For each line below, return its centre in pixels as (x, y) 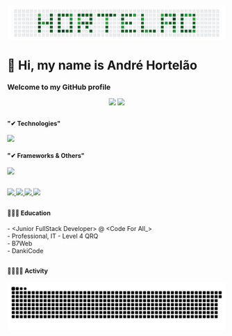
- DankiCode (25, 250)
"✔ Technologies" (34, 123)
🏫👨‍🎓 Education (29, 213)
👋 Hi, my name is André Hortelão (102, 66)
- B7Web (20, 243)
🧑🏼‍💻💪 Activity (28, 271)
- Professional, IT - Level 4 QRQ (53, 236)
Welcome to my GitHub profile (59, 87)
